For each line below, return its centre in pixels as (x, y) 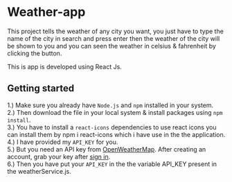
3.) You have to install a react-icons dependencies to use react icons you (112, 127)
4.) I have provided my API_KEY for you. (63, 142)
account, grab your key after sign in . (59, 156)
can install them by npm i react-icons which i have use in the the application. (116, 134)
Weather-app (46, 12)
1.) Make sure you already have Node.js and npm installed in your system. (110, 105)
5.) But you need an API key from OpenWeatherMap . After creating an (107, 149)
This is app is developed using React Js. (65, 66)
